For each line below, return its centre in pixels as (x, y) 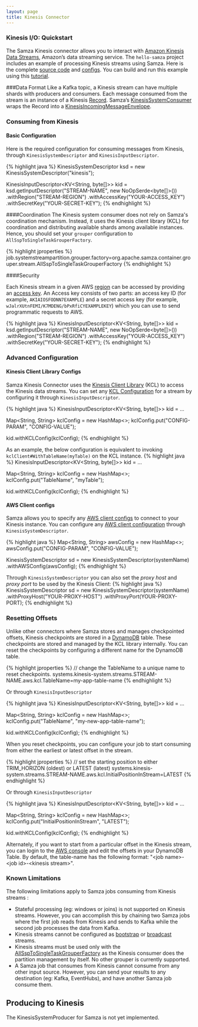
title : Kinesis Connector (38, 17)
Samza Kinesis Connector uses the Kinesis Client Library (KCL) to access (95, 385)
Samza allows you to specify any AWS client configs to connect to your (93, 518)
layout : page (22, 12)
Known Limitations (34, 878)
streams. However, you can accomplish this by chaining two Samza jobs (102, 915)
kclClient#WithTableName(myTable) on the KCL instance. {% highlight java (95, 456)
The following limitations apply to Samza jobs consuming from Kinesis (91, 891)
